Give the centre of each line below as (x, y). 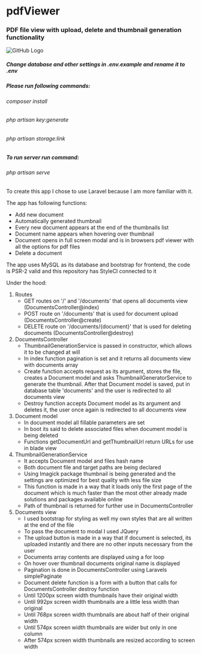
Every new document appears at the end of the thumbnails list (92, 227)
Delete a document (38, 253)
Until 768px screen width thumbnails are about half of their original (106, 614)
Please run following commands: (48, 86)
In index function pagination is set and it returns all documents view (107, 358)
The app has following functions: (47, 202)
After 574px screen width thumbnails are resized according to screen (109, 640)
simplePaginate (43, 576)
